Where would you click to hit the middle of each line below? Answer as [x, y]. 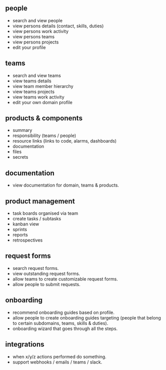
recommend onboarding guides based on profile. [64, 312]
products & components [44, 118]
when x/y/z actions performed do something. [60, 356]
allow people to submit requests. [46, 284]
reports [20, 235]
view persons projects [36, 42]
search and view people [38, 20]
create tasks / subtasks [37, 219]
